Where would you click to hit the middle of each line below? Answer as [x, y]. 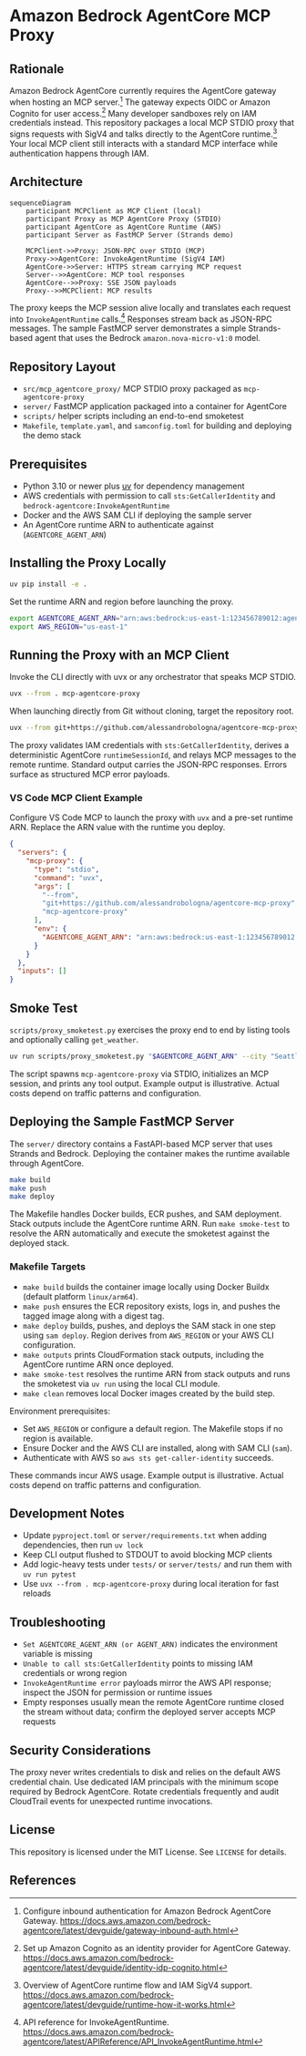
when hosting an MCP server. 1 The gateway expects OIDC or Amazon [140, 101]
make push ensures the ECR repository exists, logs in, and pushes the [151, 1306]
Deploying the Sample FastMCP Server [122, 1122]
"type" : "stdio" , [66, 869]
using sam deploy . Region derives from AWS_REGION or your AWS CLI [148, 1335]
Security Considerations [81, 1750]
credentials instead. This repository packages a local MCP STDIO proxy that [152, 123]
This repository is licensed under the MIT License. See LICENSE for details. [148, 1852]
